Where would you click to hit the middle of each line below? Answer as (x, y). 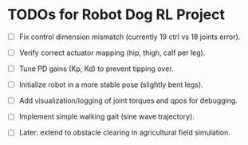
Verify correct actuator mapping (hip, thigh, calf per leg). (112, 53)
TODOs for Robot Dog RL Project (116, 15)
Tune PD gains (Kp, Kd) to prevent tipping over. (96, 69)
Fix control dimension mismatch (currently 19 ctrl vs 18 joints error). (130, 37)
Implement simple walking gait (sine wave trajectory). (106, 116)
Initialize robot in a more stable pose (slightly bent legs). (111, 84)
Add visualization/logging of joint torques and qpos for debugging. (128, 100)
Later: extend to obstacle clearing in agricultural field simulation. (124, 132)
